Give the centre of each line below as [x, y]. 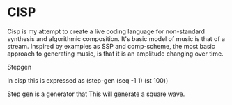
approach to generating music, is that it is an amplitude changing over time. [116, 54]
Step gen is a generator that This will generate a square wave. [96, 94]
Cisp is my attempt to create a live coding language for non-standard [106, 31]
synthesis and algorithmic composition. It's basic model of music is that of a [116, 38]
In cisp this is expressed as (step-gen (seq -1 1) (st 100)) [88, 80]
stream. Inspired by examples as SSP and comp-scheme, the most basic [111, 46]
